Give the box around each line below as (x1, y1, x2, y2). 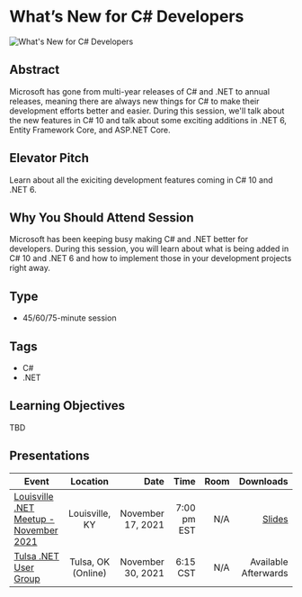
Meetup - (13, 512, 56, 525)
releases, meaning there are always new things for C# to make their (9, 95, 260, 106)
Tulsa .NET (13, 549, 60, 562)
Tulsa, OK (68, 556, 111, 568)
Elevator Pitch (9, 150, 90, 166)
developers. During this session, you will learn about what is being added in (9, 243, 289, 254)
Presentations (9, 448, 90, 464)
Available (250, 556, 289, 568)
